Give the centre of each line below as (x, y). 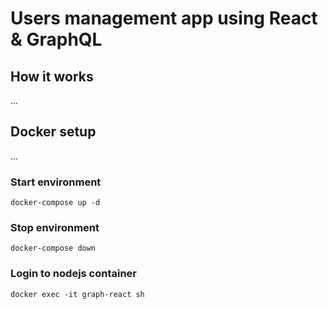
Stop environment (55, 228)
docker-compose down (53, 248)
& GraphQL (56, 39)
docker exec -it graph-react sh (77, 294)
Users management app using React (164, 18)
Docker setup (53, 132)
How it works (52, 76)
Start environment (56, 182)
